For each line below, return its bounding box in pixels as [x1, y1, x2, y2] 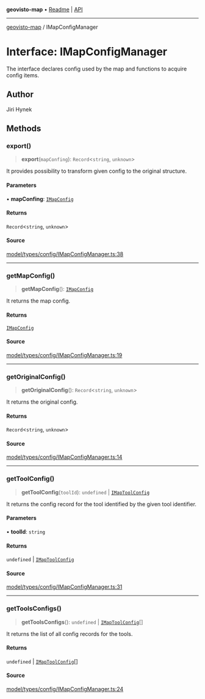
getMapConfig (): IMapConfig [21, 285, 93, 293]
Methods [6, 123, 41, 134]
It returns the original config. [6, 398, 78, 406]
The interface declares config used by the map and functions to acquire [6, 65, 187, 72]
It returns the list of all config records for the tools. [6, 630, 133, 637]
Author [6, 89, 34, 100]
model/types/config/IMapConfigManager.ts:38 [6, 251, 124, 258]
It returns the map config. [6, 297, 71, 304]
